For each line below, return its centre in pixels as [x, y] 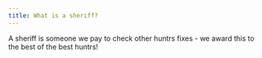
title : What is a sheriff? [53, 15]
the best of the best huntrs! [53, 46]
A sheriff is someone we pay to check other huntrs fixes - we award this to [131, 38]
